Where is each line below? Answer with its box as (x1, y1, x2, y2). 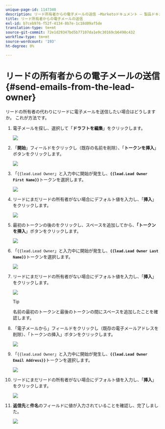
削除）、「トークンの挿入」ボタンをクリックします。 (12, 331, 116, 337)
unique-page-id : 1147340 (5, 7, 56, 12)
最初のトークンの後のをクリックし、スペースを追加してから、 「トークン (12, 222, 156, 228)
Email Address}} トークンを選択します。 (12, 357, 93, 363)
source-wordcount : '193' (5, 39, 56, 44)
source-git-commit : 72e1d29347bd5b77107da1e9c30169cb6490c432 (5, 30, 135, 35)
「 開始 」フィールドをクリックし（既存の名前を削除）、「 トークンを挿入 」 (12, 145, 159, 151)
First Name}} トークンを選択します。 (12, 177, 86, 182)
